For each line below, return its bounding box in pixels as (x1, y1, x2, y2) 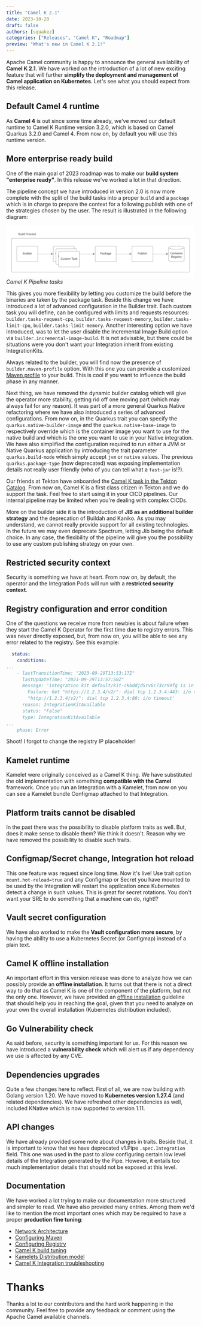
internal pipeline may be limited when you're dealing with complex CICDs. (6, 497, 188, 504)
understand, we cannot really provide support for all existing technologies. (6, 521, 190, 528)
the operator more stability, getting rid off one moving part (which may (6, 396, 180, 403)
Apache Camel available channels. (6, 1313, 92, 1320)
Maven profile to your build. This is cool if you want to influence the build (6, 372, 186, 379)
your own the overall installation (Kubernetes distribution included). (6, 1006, 172, 1014)
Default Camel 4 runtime (6, 101, 100, 112)
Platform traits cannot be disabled (6, 807, 136, 818)
